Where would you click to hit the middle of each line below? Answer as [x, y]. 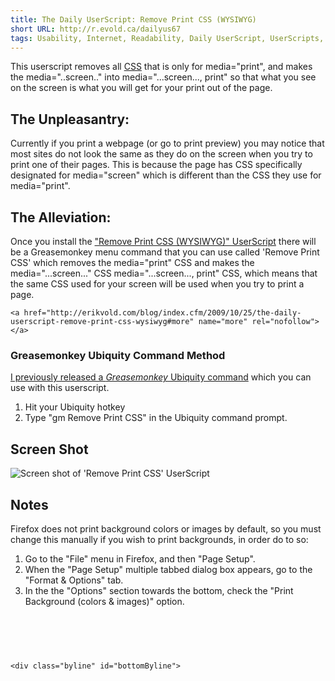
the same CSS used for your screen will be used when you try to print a [157, 284]
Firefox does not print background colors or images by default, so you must [166, 528]
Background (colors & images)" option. [104, 601]
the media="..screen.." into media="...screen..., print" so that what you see [163, 77]
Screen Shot [49, 449]
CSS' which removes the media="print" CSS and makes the [132, 262]
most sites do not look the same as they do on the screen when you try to [161, 154]
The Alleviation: [61, 217]
